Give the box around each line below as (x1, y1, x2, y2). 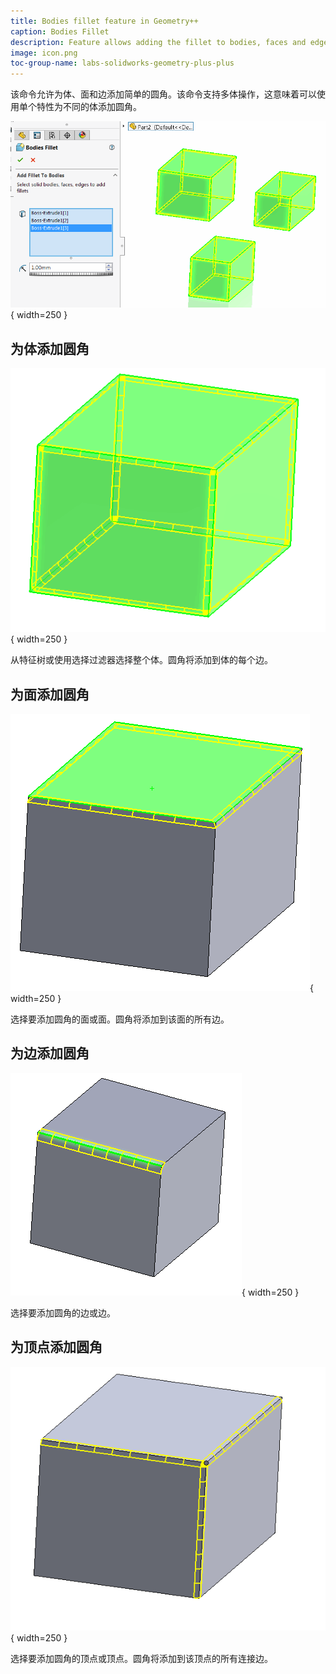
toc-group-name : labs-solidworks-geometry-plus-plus (10, 58, 235, 69)
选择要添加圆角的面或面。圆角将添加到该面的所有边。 (10, 1013, 230, 1025)
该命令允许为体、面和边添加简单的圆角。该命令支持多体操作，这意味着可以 (10, 88, 317, 100)
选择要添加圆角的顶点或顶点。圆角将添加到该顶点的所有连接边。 (10, 1652, 273, 1664)
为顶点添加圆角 (10, 1339, 103, 1356)
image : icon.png (10, 48, 78, 58)
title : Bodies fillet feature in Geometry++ (10, 16, 199, 26)
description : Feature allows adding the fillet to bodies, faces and (10, 37, 307, 47)
